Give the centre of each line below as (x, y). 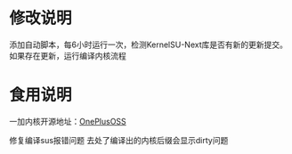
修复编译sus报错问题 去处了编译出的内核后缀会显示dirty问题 (119, 140)
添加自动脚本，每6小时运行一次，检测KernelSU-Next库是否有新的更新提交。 (148, 45)
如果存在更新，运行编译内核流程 (68, 55)
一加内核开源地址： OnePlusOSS (68, 121)
